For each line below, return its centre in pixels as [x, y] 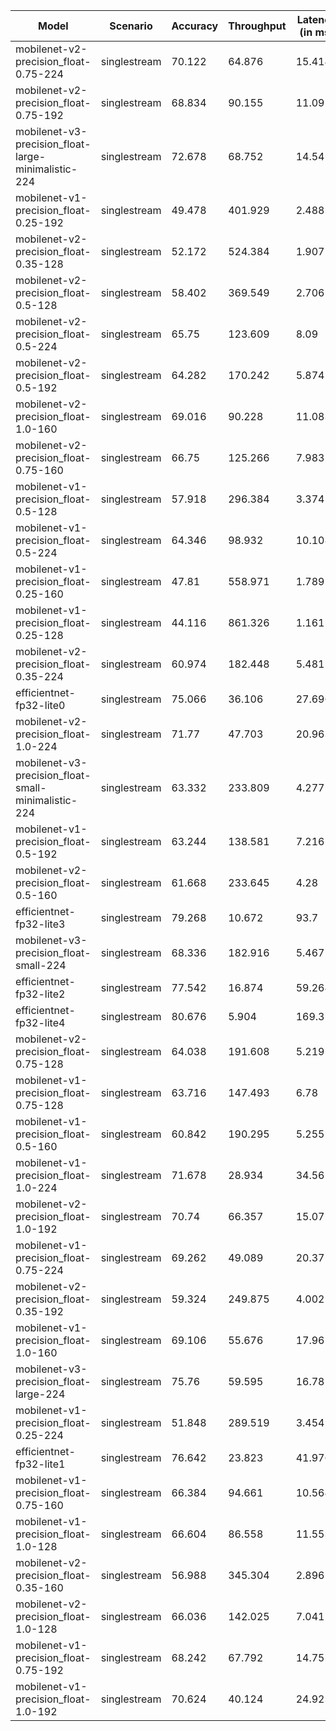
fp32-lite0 [40, 705]
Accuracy [195, 26]
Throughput [257, 26]
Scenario [131, 26]
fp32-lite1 [40, 1464]
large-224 [40, 1394]
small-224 [41, 965]
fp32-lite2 [40, 994]
